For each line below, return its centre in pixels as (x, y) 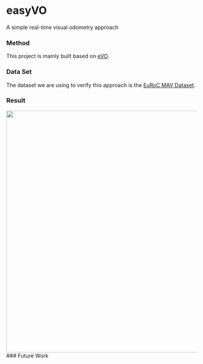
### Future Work (27, 356)
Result (16, 100)
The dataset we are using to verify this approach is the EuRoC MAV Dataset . (101, 85)
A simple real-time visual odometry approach (63, 27)
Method (18, 43)
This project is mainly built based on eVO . (58, 56)
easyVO (27, 11)
